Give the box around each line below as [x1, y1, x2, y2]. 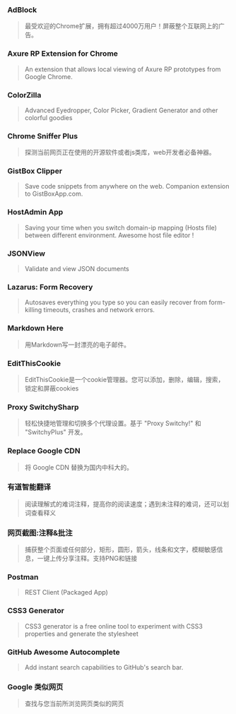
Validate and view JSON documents [24, 265, 129, 273]
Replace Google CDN [7, 446, 81, 456]
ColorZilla [7, 90, 42, 100]
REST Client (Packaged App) [24, 588, 108, 597]
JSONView [7, 249, 46, 258]
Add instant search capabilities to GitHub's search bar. [24, 663, 184, 672]
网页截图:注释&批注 [7, 528, 73, 537]
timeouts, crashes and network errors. [43, 306, 155, 314]
